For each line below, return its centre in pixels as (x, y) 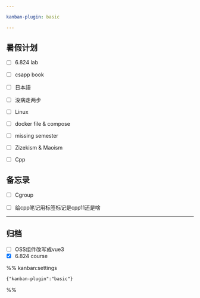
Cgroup (24, 195)
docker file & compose (42, 123)
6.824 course (31, 256)
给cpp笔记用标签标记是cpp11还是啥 (57, 207)
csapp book (29, 74)
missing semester (36, 135)
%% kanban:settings (32, 268)
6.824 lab (26, 63)
